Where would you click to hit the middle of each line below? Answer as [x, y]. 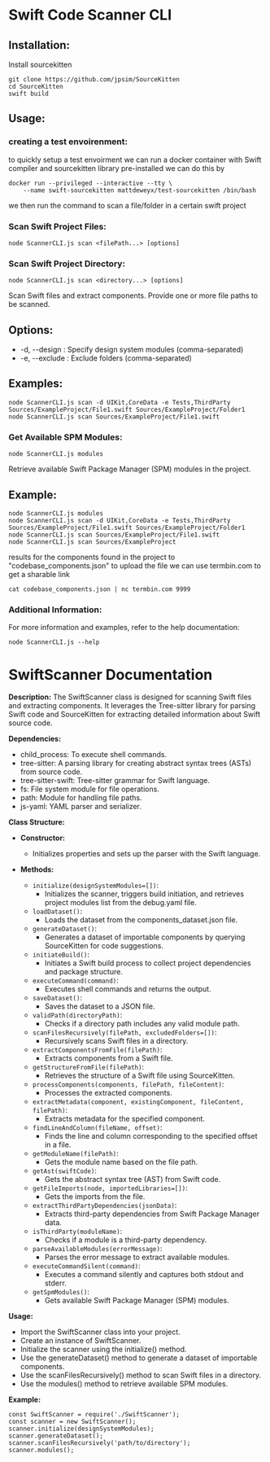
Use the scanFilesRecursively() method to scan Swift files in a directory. [141, 1375]
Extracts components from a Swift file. [109, 1058]
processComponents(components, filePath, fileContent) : [128, 1084]
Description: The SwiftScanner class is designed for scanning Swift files [130, 697]
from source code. [51, 772]
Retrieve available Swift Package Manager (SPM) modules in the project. [130, 469]
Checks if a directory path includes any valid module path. [142, 1024]
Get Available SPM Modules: [65, 437]
